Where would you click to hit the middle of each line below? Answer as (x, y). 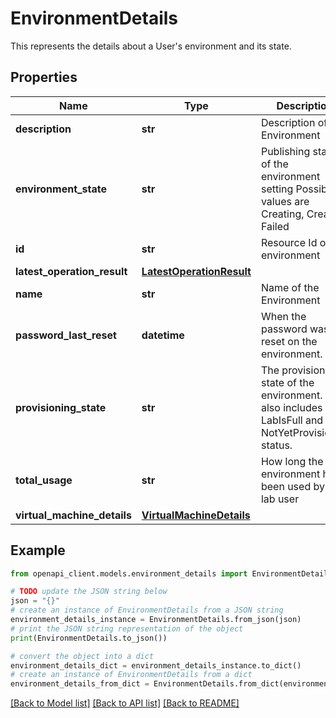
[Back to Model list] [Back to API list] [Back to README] (125, 703)
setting (277, 189)
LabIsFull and (292, 420)
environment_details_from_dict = (80, 684)
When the (283, 316)
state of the (287, 382)
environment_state (61, 189)
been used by (292, 486)
